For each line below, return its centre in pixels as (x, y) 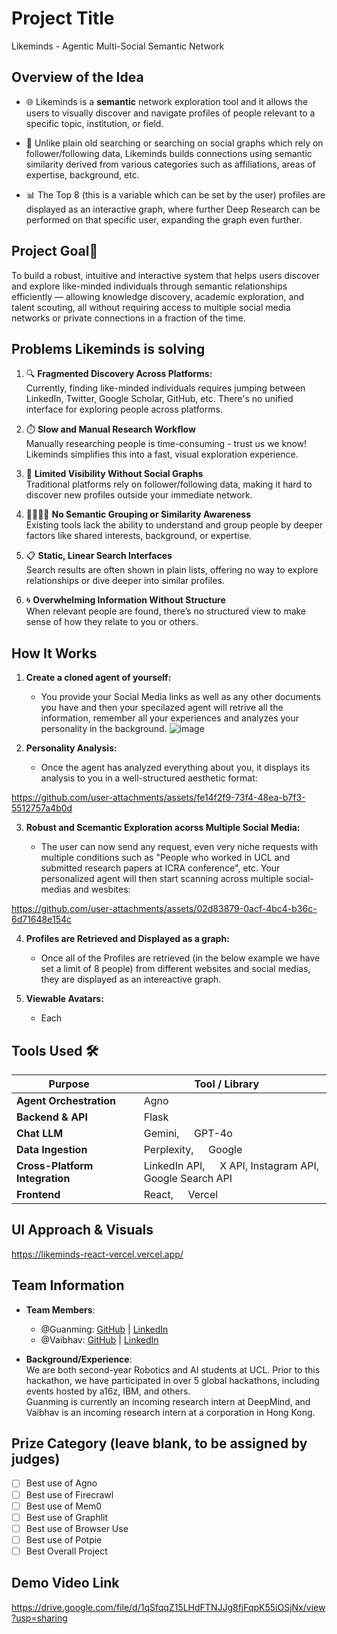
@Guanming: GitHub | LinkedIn (104, 1329)
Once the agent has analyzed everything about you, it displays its (175, 768)
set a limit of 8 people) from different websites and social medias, (175, 969)
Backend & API (52, 1117)
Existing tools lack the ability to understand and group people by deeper (174, 525)
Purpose (69, 1084)
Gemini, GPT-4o (188, 1133)
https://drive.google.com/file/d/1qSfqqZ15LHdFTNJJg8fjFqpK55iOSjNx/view (168, 1607)
